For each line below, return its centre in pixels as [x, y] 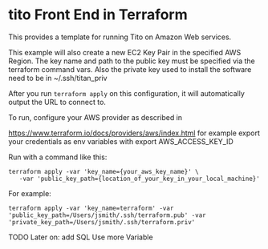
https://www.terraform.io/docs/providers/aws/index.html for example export [134, 133]
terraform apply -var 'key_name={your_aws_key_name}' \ [104, 171]
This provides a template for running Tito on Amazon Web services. [120, 37]
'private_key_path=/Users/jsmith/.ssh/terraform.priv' [102, 222]
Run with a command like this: [58, 157]
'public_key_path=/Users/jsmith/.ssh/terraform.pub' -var [107, 215]
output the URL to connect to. [57, 102]
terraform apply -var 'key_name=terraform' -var [91, 208]
